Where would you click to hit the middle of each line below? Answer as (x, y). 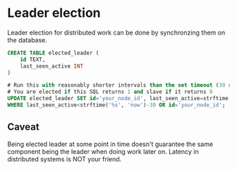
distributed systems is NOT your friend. (65, 159)
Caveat (24, 127)
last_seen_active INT (51, 66)
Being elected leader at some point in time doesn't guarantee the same (110, 144)
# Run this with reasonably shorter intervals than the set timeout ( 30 (116, 85)
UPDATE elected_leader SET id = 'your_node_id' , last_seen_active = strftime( (120, 99)
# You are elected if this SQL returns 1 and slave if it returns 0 (110, 92)
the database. (28, 40)
